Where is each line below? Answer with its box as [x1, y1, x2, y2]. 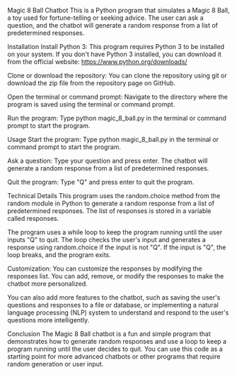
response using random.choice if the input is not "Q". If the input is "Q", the [7, 243, 226, 251]
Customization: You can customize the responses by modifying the [7, 264, 203, 273]
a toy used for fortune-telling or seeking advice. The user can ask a [7, 13, 204, 22]
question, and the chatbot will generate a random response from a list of [7, 21, 218, 29]
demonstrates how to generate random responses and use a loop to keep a [7, 337, 227, 345]
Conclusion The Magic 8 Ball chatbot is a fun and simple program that [7, 330, 211, 338]
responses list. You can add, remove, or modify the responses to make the [7, 272, 224, 280]
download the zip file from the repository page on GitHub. [7, 79, 175, 87]
